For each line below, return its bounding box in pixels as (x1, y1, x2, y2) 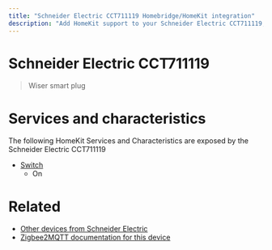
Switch (19, 160, 44, 170)
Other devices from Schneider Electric (19, 224, 148, 234)
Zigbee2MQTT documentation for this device (19, 232, 171, 243)
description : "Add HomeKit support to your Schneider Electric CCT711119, (8, 19, 266, 28)
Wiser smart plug (28, 81, 87, 91)
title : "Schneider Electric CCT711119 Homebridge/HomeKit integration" (8, 11, 255, 20)
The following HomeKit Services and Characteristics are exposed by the (8, 136, 249, 146)
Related (8, 197, 61, 215)
